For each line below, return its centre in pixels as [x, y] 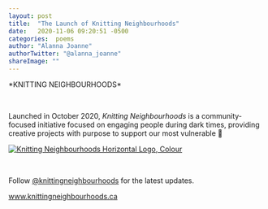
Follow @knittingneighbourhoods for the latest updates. [102, 181]
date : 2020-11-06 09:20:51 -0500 [69, 31]
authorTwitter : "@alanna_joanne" [65, 54]
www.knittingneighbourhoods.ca [63, 196]
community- [222, 115]
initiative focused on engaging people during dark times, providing [149, 124]
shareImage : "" [34, 62]
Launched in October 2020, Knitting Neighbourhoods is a [104, 115]
